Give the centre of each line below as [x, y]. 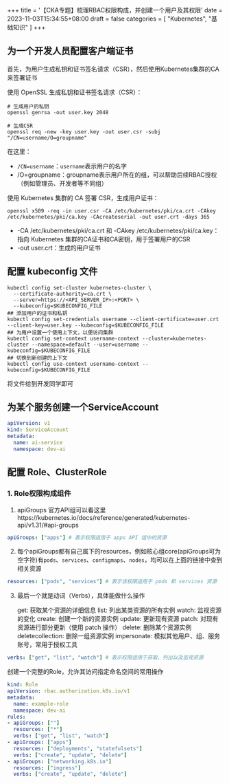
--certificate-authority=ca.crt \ [62, 294]
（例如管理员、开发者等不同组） [62, 183]
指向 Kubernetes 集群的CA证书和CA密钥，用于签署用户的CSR [104, 239]
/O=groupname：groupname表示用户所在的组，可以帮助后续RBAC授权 [117, 175]
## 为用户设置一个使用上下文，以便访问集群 [60, 332]
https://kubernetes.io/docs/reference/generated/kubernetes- [104, 517]
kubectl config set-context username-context [73, 338]
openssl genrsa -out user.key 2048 [58, 112]
